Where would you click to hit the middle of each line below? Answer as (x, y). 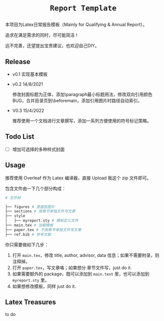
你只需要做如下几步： (27, 244)
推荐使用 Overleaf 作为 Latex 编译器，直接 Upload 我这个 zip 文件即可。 (78, 178)
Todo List (20, 137)
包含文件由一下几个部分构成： (35, 188)
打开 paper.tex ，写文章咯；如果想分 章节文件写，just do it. (72, 267)
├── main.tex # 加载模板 (29, 225)
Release (18, 61)
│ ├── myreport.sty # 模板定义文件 (42, 221)
